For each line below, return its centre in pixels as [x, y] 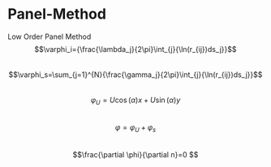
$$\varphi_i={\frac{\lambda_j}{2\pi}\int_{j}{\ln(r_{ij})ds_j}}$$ [135, 49]
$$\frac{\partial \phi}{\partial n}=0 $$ [135, 154]
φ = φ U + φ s [135, 128]
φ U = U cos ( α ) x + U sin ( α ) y [135, 101]
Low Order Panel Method [49, 36]
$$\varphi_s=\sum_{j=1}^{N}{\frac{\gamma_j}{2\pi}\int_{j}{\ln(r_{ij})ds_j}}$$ [135, 75]
